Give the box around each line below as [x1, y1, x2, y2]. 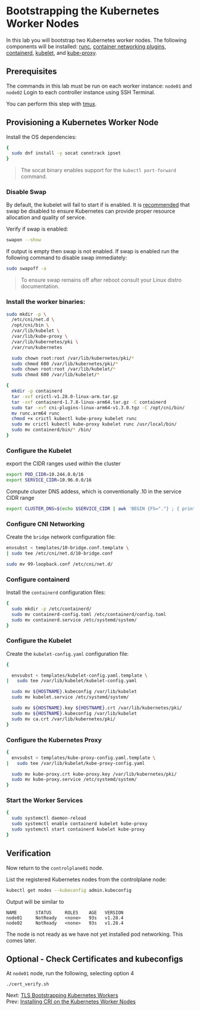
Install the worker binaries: [6, 298, 86, 306]
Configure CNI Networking [6, 520, 85, 528]
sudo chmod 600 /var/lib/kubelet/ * [11, 372, 100, 378]
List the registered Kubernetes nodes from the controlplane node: [6, 876, 167, 883]
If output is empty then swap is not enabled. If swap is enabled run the [6, 248, 179, 255]
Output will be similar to [6, 898, 64, 905]
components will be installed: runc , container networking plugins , [6, 43, 167, 50]
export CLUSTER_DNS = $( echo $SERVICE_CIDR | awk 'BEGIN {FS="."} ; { [6, 505, 180, 512]
